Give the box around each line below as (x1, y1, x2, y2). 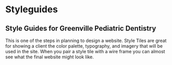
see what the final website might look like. (5, 54, 94, 60)
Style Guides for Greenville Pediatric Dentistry (5, 24, 157, 33)
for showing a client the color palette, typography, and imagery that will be (5, 43, 163, 49)
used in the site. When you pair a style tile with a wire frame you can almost (5, 49, 165, 54)
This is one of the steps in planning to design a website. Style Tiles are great (5, 37, 167, 44)
